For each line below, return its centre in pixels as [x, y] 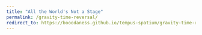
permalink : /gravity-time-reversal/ [52, 17]
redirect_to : [23, 23]
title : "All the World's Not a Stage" [55, 12]
